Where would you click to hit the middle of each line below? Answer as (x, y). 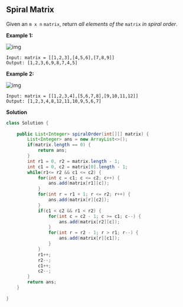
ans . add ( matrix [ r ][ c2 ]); (79, 200)
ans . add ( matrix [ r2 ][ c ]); (89, 222)
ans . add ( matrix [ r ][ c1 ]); (89, 239)
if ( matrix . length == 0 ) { (59, 145)
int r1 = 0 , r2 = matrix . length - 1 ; (74, 161)
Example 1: (20, 35)
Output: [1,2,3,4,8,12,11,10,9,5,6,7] (54, 101)
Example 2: (20, 74)
